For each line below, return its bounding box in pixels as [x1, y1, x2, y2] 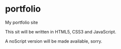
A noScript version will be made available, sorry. [5, 38, 102, 44]
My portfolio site [5, 19, 38, 25]
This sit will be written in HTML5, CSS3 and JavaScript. [5, 29, 117, 34]
